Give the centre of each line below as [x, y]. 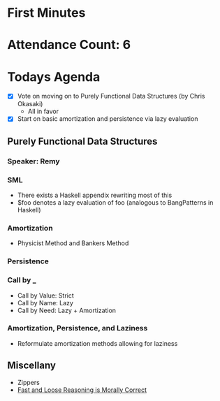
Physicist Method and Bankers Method [73, 243]
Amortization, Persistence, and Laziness [78, 328]
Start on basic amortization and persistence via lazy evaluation [108, 119]
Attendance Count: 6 [69, 45]
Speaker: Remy [34, 161]
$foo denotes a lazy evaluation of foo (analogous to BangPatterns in [115, 203]
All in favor [43, 111]
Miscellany [31, 366]
